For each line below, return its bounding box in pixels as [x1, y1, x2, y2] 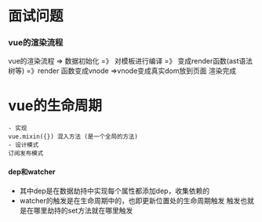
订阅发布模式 [8, 150, 44, 158]
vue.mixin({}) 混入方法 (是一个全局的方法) [8, 133, 139, 141]
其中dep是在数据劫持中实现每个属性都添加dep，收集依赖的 [19, 186, 210, 195]
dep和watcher [8, 167, 56, 177]
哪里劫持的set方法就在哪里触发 [33, 206, 133, 215]
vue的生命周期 [8, 96, 102, 115]
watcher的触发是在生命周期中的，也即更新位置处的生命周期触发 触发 [19, 195, 241, 205]
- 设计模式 [8, 141, 39, 149]
